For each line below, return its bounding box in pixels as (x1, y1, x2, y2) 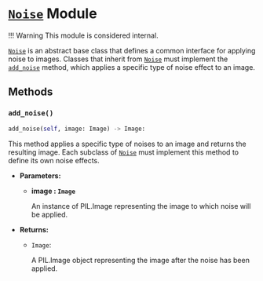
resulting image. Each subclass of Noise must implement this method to (8, 147, 239, 157)
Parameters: (19, 170, 61, 181)
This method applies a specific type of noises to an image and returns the (8, 139, 247, 148)
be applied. (31, 210, 68, 219)
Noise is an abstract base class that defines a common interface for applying (8, 46, 256, 55)
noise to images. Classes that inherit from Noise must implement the (8, 54, 228, 64)
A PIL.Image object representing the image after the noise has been (31, 255, 250, 265)
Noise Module (8, 5, 97, 23)
